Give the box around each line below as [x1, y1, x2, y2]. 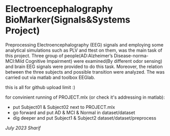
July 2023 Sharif [5, 125, 41, 131]
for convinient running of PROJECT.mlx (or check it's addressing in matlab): [5, 94, 165, 100]
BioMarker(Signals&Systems [5, 14, 131, 26]
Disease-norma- [114, 52, 148, 59]
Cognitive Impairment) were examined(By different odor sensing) [25, 58, 163, 64]
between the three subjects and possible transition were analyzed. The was [5, 69, 165, 75]
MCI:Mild [5, 58, 25, 64]
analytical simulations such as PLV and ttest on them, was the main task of [5, 47, 162, 53]
